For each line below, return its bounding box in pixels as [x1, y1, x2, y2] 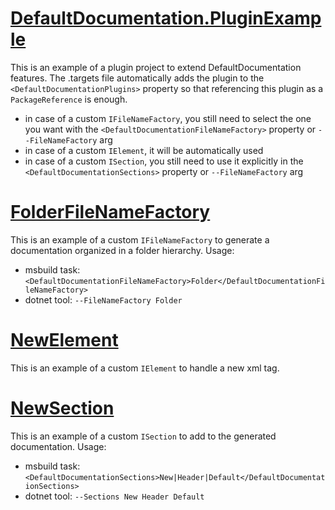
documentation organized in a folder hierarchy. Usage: [10, 244, 235, 256]
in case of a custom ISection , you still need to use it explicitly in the [24, 155, 304, 167]
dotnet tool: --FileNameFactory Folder [24, 293, 183, 306]
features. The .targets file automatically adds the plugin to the [10, 72, 265, 84]
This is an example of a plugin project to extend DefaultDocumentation [10, 61, 302, 73]
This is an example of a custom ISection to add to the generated [10, 430, 277, 442]
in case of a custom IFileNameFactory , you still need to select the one [24, 112, 312, 124]
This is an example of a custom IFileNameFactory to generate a [10, 233, 270, 246]
